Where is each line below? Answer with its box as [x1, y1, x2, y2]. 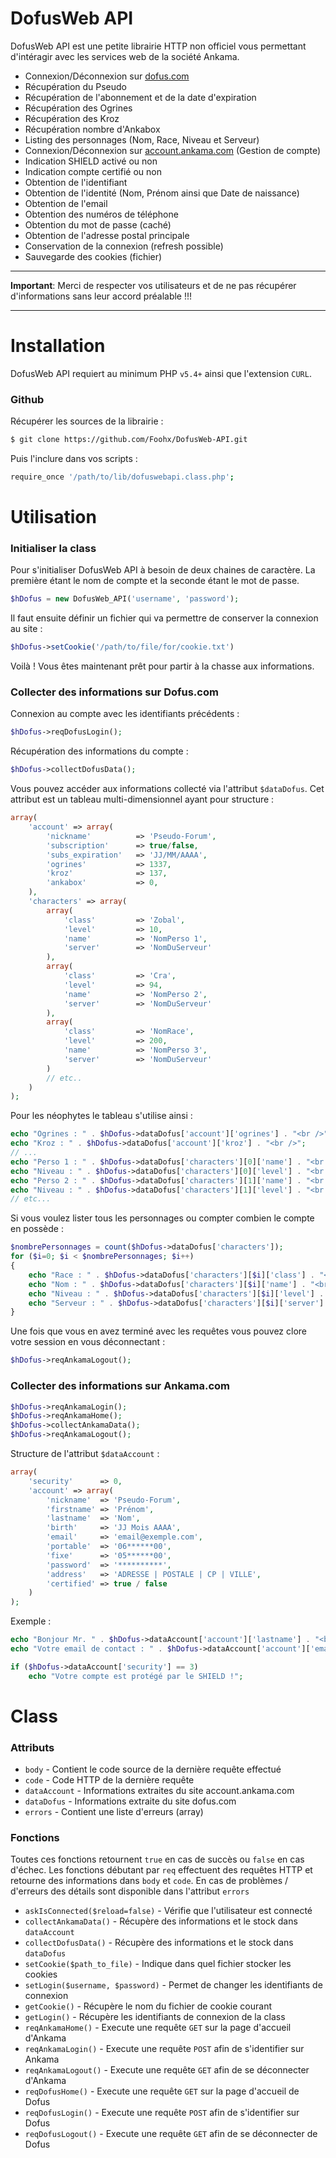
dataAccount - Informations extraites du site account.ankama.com [24, 1785, 295, 1797]
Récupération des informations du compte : [10, 745, 189, 757]
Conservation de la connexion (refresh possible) [24, 240, 224, 252]
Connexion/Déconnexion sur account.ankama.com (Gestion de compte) [24, 144, 322, 156]
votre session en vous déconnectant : [10, 1336, 166, 1348]
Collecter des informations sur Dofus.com [10, 685, 219, 699]
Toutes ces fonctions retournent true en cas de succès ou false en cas [10, 1853, 305, 1866]
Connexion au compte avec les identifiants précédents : [10, 708, 240, 720]
